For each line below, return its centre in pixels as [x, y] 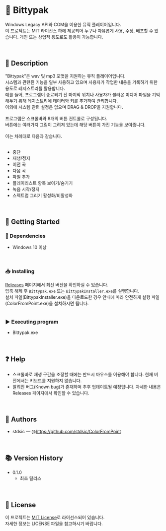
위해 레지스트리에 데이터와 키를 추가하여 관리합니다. [68, 101]
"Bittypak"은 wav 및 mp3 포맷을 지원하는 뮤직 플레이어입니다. [65, 76]
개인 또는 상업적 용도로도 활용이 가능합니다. [61, 37]
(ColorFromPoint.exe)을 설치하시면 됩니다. [47, 303]
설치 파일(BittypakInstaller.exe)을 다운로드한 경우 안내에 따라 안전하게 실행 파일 [83, 297]
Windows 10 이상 [29, 247]
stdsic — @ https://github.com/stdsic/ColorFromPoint [67, 431]
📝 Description [27, 63]
